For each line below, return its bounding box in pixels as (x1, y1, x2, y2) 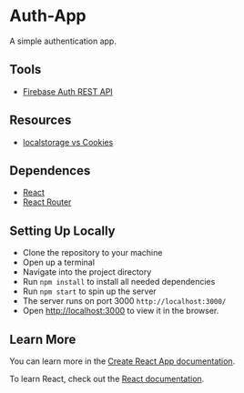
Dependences (9, 163, 91, 178)
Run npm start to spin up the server (22, 286, 157, 297)
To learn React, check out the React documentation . (9, 374, 205, 384)
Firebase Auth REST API (22, 86, 114, 96)
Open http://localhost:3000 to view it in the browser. (22, 306, 219, 317)
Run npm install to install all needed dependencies (22, 277, 216, 287)
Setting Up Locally (9, 223, 116, 238)
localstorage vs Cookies (22, 136, 114, 147)
